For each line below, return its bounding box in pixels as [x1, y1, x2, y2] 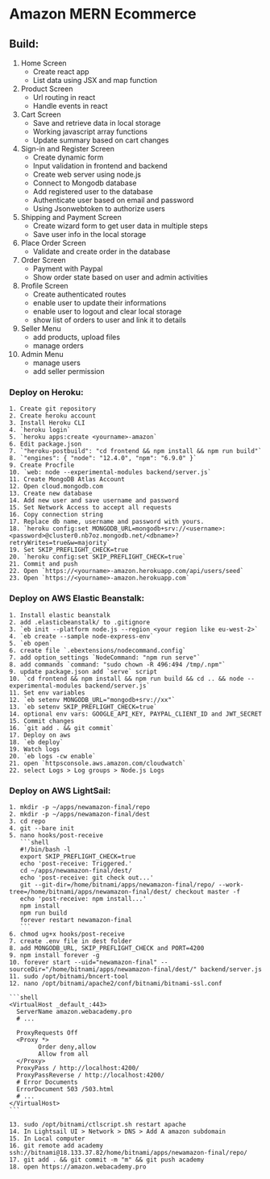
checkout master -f [175, 887, 241, 895]
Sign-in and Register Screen [20, 144, 115, 153]
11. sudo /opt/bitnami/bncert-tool [9, 972, 129, 980]
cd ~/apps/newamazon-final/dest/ [19, 866, 132, 874]
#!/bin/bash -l [19, 845, 71, 853]
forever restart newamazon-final [19, 915, 132, 924]
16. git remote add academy [9, 1141, 104, 1149]
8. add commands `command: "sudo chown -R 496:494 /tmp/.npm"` [9, 660, 226, 669]
